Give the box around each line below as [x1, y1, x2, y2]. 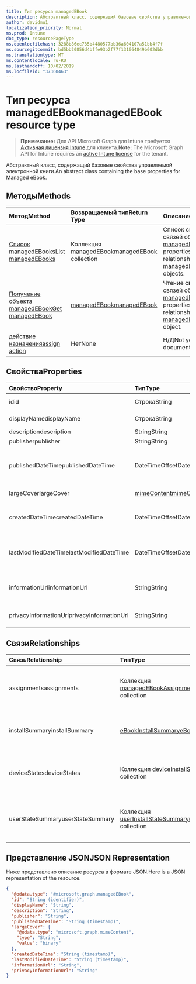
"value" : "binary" [16, 940, 61, 947]
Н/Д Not [163, 336, 185, 344]
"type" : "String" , [16, 935, 61, 941]
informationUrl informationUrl [9, 583, 88, 591]
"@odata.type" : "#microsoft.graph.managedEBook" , [11, 892, 134, 897]
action [9, 347, 26, 355]
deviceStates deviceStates [9, 769, 80, 777]
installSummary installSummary [9, 726, 94, 734]
